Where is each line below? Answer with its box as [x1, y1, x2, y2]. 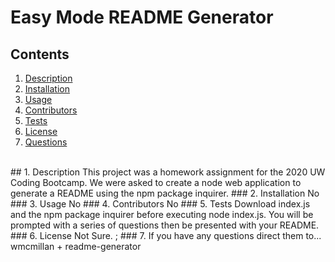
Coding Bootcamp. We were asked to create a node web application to [10, 177, 302, 188]
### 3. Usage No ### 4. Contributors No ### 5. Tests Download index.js [10, 198, 311, 210]
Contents [10, 46, 70, 63]
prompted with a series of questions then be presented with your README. [10, 219, 320, 231]
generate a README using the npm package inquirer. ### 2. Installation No [10, 187, 320, 199]
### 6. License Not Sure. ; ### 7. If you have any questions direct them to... [10, 230, 322, 241]
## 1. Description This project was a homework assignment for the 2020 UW [10, 166, 326, 178]
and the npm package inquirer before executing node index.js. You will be [10, 209, 314, 220]
